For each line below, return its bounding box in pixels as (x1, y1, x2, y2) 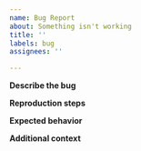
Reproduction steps (9, 97, 86, 109)
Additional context (9, 133, 82, 144)
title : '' (9, 30, 47, 39)
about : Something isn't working (9, 22, 132, 31)
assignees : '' (9, 47, 64, 56)
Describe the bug (9, 80, 76, 91)
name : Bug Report (9, 13, 76, 23)
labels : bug (9, 38, 55, 48)
